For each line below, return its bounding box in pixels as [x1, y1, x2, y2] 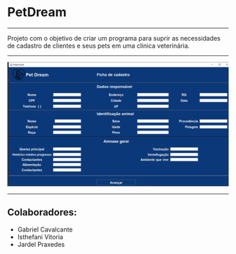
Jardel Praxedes [17, 240, 65, 248]
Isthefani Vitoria [17, 232, 63, 241]
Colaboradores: [7, 206, 77, 218]
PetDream [7, 4, 67, 20]
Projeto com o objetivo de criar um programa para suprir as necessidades [7, 34, 221, 42]
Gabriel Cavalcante [17, 225, 73, 234]
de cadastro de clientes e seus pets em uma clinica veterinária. [7, 41, 190, 50]
